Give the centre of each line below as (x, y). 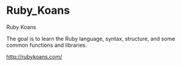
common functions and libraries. (47, 45)
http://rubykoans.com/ (34, 56)
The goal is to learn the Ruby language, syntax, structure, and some (91, 38)
